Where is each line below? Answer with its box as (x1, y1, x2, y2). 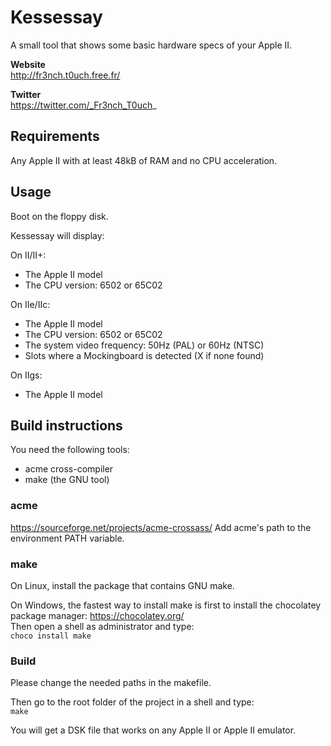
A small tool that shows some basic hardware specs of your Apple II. (10, 39, 293, 51)
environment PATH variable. (10, 532, 125, 544)
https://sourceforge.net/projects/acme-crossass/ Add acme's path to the (10, 521, 312, 533)
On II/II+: (10, 249, 47, 261)
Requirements (10, 128, 100, 145)
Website (10, 58, 46, 70)
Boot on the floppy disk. (10, 210, 109, 222)
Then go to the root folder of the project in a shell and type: (10, 696, 255, 708)
